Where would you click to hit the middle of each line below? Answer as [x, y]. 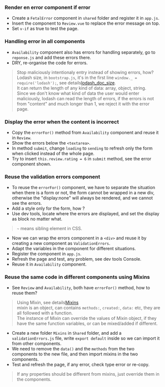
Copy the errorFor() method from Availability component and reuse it [85, 132]
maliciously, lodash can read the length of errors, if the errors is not [85, 98]
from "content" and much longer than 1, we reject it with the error [83, 104]
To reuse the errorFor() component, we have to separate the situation [83, 188]
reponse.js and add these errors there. [51, 57]
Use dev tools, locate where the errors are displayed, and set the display [85, 214]
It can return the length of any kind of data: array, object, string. [82, 88]
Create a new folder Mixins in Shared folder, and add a [67, 333]
